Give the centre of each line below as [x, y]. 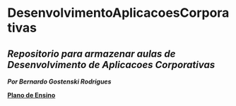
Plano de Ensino [31, 95]
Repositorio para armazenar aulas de [92, 54]
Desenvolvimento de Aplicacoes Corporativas [111, 65]
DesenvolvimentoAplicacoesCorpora [118, 13]
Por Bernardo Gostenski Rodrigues [59, 81]
